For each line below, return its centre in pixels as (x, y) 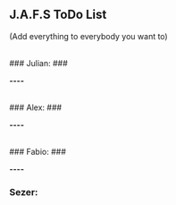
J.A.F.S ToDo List (58, 15)
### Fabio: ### (38, 151)
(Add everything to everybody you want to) (88, 36)
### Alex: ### (36, 107)
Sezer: (24, 192)
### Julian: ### (39, 63)
